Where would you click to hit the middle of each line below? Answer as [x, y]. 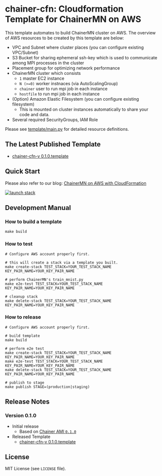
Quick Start [23, 171]
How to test [19, 244]
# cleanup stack [21, 297]
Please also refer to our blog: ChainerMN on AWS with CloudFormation [76, 183]
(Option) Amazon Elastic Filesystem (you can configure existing [75, 99]
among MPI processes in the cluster [48, 63]
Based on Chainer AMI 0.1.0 [48, 431]
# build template [23, 336]
